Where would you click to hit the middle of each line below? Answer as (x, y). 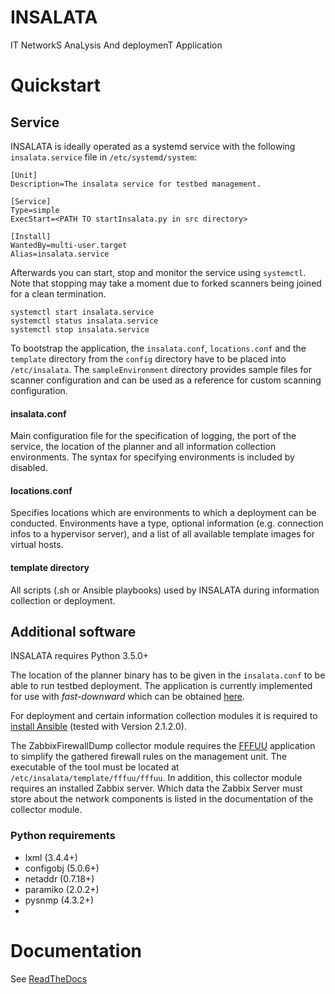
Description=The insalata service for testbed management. (136, 184)
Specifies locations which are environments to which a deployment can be (163, 513)
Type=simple (35, 210)
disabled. (29, 468)
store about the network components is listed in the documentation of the (162, 799)
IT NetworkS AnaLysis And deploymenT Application (116, 45)
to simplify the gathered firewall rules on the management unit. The (149, 757)
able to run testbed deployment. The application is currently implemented (161, 686)
